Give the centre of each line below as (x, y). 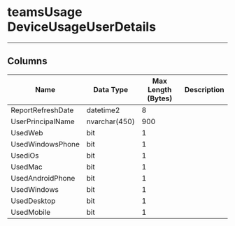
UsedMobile (31, 212)
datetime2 (103, 110)
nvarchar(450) (111, 121)
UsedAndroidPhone (43, 178)
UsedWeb (27, 133)
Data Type (111, 89)
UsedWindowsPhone (45, 144)
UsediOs (25, 156)
